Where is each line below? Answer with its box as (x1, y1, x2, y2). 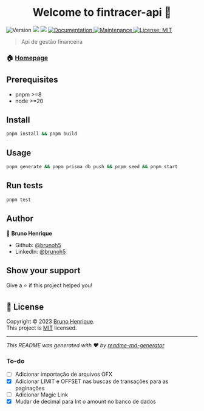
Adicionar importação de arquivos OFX (15, 370, 113, 378)
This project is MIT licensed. (6, 324, 77, 331)
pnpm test (6, 197, 32, 203)
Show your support (6, 265, 81, 276)
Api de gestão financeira (21, 38, 83, 45)
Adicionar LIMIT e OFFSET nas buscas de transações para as (15, 378, 169, 385)
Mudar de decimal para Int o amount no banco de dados (15, 398, 156, 405)
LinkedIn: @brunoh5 (15, 248, 66, 255)
